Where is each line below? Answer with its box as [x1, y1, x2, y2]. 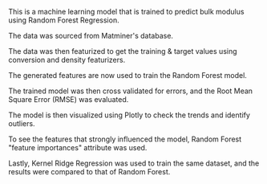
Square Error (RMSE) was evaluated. [8, 95, 129, 104]
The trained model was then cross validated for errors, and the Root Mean [8, 86, 253, 96]
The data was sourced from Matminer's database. [8, 31, 174, 40]
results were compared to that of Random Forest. [8, 167, 171, 176]
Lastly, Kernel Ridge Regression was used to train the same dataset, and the [8, 158, 260, 168]
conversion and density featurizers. [8, 55, 126, 64]
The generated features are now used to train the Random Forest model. [8, 71, 247, 80]
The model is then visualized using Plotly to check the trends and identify [8, 110, 251, 120]
